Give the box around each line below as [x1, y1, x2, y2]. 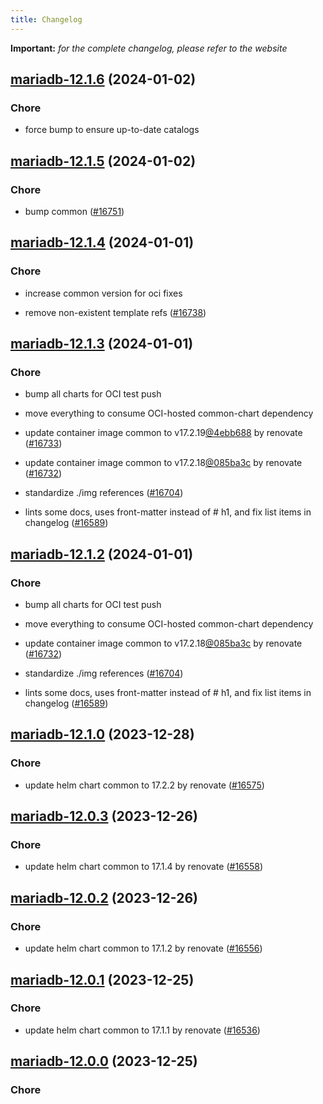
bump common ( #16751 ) [24, 206, 125, 217]
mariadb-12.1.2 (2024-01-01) [10, 546, 194, 563]
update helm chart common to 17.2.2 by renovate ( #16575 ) [24, 779, 265, 791]
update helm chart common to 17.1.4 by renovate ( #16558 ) [24, 861, 264, 873]
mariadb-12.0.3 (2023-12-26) [10, 808, 198, 825]
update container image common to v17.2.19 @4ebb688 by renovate [24, 427, 303, 439]
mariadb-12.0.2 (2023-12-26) [10, 889, 198, 906]
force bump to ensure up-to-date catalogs [24, 124, 200, 136]
